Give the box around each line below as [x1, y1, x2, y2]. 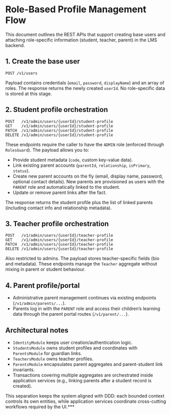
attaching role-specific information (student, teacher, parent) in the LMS [5, 37, 157, 43]
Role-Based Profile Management [5, 4, 147, 15]
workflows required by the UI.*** [5, 404, 75, 410]
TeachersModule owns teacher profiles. [12, 356, 94, 362]
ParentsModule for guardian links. [12, 351, 82, 356]
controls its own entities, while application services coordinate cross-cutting [5, 398, 166, 404]
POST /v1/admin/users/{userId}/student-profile [5, 119, 114, 124]
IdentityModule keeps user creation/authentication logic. [12, 339, 133, 345]
